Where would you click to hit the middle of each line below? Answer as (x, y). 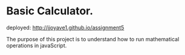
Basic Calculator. (50, 11)
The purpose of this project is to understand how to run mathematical (93, 39)
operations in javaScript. (37, 45)
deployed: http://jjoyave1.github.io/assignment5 (65, 27)
